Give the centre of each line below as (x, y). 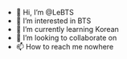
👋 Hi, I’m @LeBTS (45, 12)
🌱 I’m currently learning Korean (67, 29)
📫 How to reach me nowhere (65, 47)
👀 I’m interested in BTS (53, 21)
